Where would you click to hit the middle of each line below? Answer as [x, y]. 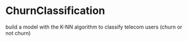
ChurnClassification [55, 11]
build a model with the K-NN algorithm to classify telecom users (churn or [94, 27]
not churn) [18, 33]
